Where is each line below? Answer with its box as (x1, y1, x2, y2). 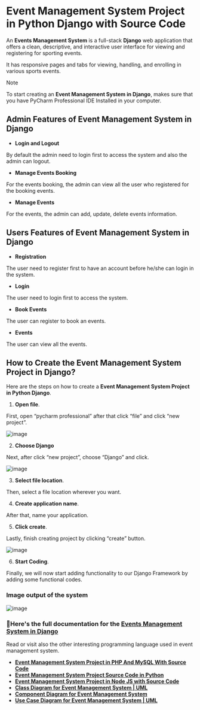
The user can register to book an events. (6, 317, 106, 324)
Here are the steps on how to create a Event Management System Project (6, 383, 190, 390)
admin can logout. (6, 157, 51, 165)
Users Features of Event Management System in (6, 227, 190, 238)
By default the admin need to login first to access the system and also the (6, 151, 187, 158)
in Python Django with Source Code (6, 17, 186, 31)
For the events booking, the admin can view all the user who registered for (6, 181, 189, 188)
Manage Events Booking (14, 169, 77, 176)
